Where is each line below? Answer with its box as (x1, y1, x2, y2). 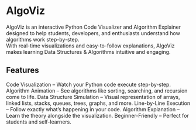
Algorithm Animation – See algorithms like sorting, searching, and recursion (6, 87, 188, 94)
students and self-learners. (6, 118, 72, 125)
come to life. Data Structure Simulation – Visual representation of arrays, (6, 93, 180, 100)
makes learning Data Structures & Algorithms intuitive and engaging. (6, 48, 171, 55)
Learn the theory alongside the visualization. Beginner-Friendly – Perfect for (6, 112, 189, 119)
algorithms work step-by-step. (6, 36, 80, 43)
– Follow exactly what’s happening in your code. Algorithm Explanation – (6, 105, 180, 112)
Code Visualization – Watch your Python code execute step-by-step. (6, 81, 171, 88)
